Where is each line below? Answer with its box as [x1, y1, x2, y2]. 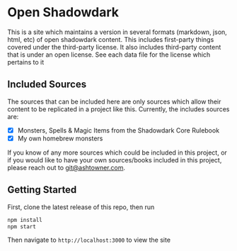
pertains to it [7, 57, 45, 66]
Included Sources [7, 79, 87, 91]
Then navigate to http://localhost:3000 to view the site [7, 235, 171, 245]
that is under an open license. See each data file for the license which [7, 50, 211, 59]
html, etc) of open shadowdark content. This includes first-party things [7, 35, 214, 43]
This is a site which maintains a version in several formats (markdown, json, [7, 28, 228, 36]
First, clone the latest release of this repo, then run [7, 203, 155, 211]
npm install [7, 216, 42, 223]
